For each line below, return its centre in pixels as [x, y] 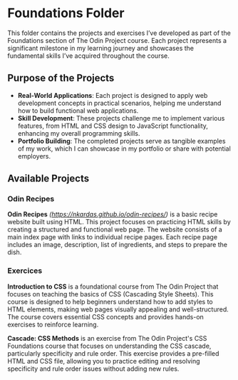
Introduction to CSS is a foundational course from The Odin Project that [113, 286]
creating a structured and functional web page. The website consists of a [115, 229]
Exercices [25, 271]
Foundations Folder [66, 13]
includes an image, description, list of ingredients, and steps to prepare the [118, 245]
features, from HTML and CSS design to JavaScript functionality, [113, 126]
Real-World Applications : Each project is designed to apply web [113, 95]
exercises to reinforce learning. [53, 324]
